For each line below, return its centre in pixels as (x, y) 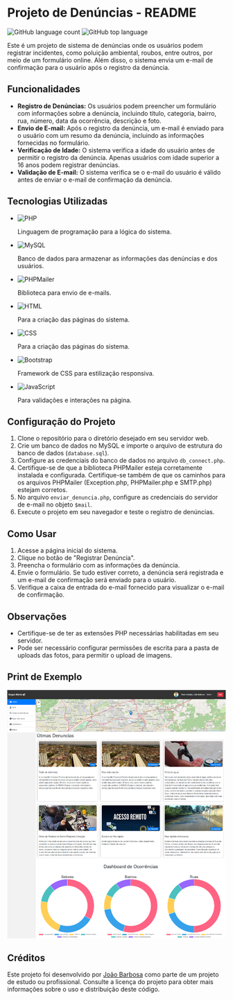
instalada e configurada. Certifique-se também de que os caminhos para (121, 475)
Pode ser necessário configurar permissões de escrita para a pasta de (118, 648)
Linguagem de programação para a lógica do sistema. (94, 231)
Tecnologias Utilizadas (58, 201)
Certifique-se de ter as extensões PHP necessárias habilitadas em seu (118, 633)
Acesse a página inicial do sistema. (67, 551)
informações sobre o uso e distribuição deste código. (84, 990)
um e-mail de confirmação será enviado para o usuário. (97, 580)
